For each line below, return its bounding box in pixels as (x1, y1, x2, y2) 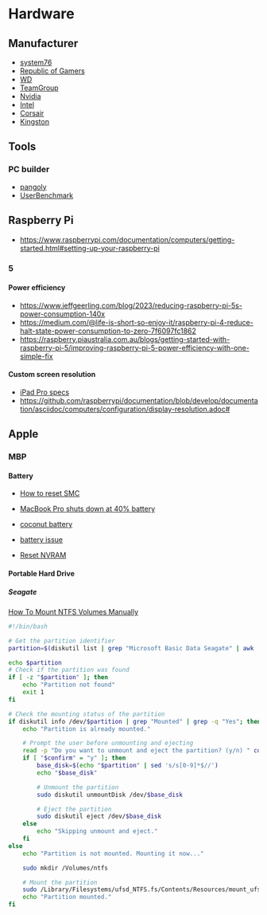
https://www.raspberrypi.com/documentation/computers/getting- (19, 234, 235, 244)
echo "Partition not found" (22, 681, 115, 689)
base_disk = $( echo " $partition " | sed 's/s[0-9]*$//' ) (37, 762, 219, 770)
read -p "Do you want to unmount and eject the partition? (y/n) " (22, 747, 250, 755)
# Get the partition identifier (8, 637, 115, 645)
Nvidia (19, 92, 41, 100)
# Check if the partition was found (8, 666, 130, 674)
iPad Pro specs (19, 387, 70, 397)
